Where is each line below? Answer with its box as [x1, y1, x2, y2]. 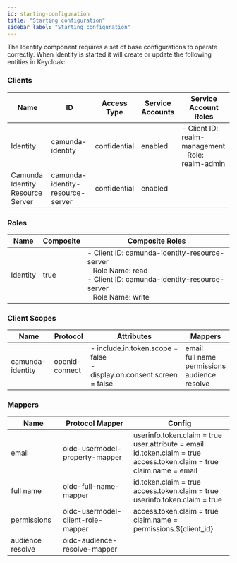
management [181, 141, 226, 150]
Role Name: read [92, 266, 148, 275]
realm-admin [181, 158, 226, 168]
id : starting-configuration [7, 10, 90, 18]
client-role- [62, 515, 104, 525]
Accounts [140, 107, 175, 117]
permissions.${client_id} [133, 523, 214, 533]
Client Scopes [7, 313, 56, 323]
